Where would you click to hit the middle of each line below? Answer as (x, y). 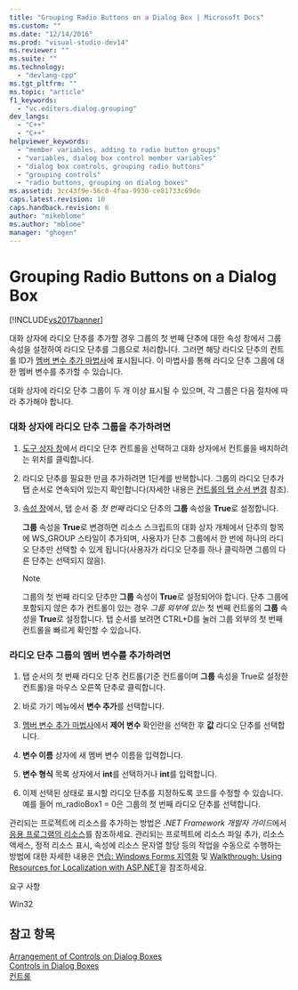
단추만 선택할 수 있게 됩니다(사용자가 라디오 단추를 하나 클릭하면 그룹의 (154, 549)
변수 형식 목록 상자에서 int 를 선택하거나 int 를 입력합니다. (120, 774)
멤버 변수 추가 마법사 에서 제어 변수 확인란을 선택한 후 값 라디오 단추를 (141, 725)
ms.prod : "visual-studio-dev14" (69, 42)
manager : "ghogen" (43, 232)
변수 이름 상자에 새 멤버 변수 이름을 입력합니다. (103, 755)
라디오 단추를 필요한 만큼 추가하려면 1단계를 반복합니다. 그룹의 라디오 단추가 (153, 478)
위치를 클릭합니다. (63, 459)
